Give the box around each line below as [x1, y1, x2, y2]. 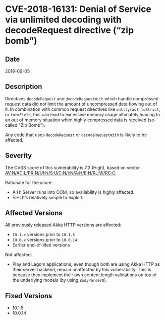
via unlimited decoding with [5, 14, 122, 25]
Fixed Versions [5, 292, 53, 300]
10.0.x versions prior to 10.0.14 [12, 237, 78, 243]
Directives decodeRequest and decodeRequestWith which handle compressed [5, 95, 159, 101]
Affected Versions [5, 209, 63, 217]
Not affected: [5, 252, 32, 258]
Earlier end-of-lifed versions [12, 242, 70, 248]
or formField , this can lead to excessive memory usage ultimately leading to [5, 111, 160, 117]
